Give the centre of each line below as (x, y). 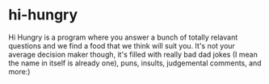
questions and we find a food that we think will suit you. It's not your (122, 45)
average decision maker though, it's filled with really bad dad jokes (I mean (133, 54)
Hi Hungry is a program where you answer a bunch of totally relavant (123, 37)
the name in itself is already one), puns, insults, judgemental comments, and (135, 63)
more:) (19, 71)
